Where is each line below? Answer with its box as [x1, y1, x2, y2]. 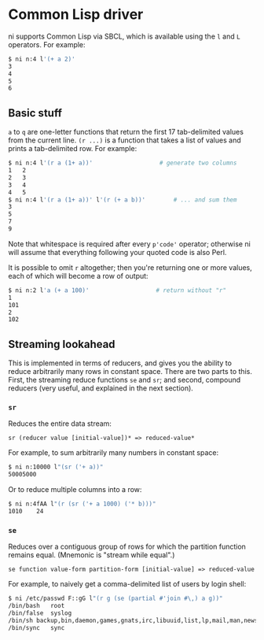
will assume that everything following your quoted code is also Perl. [8, 247, 227, 257]
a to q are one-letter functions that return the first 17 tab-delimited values [8, 128, 244, 137]
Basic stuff [8, 106, 63, 120]
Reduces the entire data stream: [8, 419, 112, 428]
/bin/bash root [8, 602, 65, 610]
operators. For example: [8, 39, 86, 49]
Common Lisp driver [8, 6, 144, 24]
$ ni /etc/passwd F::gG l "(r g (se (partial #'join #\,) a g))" [8, 594, 223, 603]
